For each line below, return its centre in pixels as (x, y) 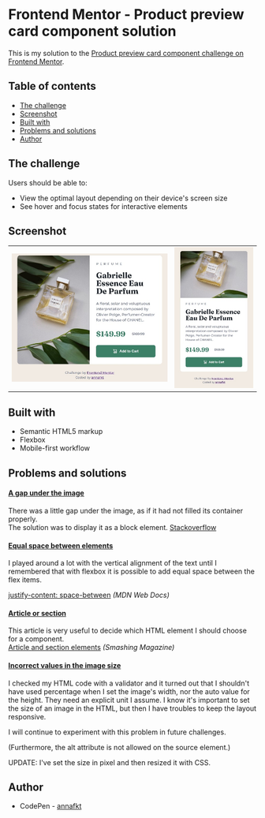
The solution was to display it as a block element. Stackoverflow (112, 527)
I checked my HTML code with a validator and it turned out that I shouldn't (129, 683)
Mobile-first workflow (55, 448)
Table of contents (52, 86)
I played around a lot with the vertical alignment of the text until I (112, 563)
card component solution (92, 31)
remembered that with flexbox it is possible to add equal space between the (131, 571)
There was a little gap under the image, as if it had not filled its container (126, 510)
